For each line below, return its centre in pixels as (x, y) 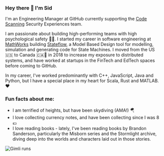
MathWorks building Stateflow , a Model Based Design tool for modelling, (79, 44)
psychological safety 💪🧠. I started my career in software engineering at (78, 39)
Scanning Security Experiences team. (44, 24)
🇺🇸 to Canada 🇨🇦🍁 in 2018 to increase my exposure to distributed (74, 55)
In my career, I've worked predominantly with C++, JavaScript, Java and (79, 76)
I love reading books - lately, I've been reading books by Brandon (79, 128)
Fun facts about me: (30, 99)
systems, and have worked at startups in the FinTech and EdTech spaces (80, 61)
